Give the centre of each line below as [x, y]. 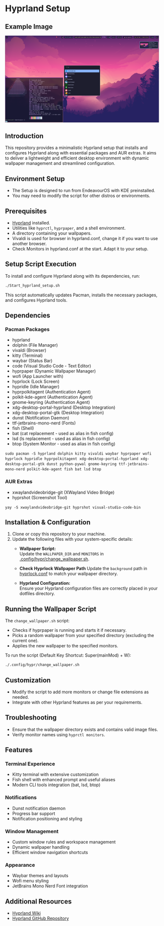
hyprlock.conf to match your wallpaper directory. [69, 574]
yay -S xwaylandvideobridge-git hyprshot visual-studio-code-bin [73, 507]
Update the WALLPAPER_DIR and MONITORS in [61, 554]
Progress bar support [33, 813]
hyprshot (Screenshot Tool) [40, 497]
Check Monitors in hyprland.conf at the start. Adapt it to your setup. [80, 249]
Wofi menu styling [30, 881]
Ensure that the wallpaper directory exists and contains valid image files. [85, 729]
